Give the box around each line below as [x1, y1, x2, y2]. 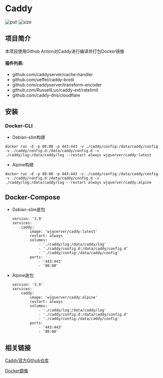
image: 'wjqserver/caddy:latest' [30, 229, 98, 234]
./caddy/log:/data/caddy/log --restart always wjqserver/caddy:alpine [5, 180, 152, 185]
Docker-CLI [5, 122, 33, 129]
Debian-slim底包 [12, 207, 45, 213]
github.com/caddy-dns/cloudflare [12, 92, 81, 98]
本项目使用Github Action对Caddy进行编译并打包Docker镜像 [5, 48, 124, 54]
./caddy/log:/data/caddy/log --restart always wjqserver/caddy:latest [5, 152, 152, 158]
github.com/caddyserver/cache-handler [12, 71, 93, 77]
